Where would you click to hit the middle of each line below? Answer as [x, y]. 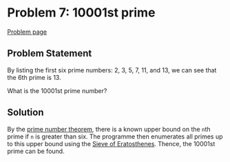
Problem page [27, 32]
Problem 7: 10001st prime [81, 13]
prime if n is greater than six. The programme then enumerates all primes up [115, 136]
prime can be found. [36, 151]
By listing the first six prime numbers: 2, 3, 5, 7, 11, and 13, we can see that [112, 70]
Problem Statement [50, 53]
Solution [25, 113]
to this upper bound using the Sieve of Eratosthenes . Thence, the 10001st [111, 143]
